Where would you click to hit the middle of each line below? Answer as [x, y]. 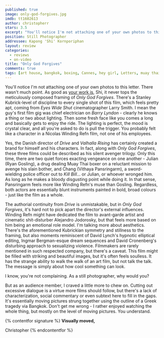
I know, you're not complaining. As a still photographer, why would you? [77, 276]
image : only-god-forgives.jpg [36, 14]
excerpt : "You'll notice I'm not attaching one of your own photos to [78, 32]
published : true [21, 10]
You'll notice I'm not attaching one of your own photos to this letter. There [79, 87]
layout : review [20, 46]
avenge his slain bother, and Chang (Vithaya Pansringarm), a [66, 169]
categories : [17, 50]
